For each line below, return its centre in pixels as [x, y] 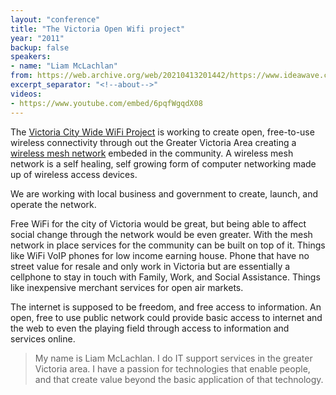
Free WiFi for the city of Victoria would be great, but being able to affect [158, 223]
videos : [26, 94]
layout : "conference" [55, 19]
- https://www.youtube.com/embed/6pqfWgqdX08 [106, 103]
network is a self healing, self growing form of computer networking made [163, 163]
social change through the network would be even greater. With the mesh [161, 234]
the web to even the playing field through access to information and [150, 328]
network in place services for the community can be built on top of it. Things [168, 245]
